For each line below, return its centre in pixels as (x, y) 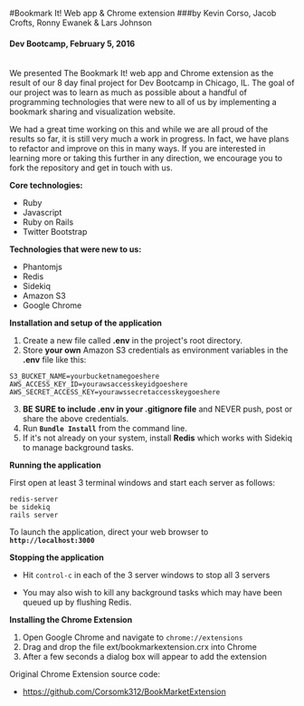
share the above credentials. (76, 419)
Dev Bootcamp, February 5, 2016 (72, 44)
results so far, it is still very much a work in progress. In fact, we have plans (149, 139)
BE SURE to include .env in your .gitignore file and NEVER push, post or (157, 409)
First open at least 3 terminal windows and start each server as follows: (142, 483)
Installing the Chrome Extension (71, 620)
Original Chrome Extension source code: (85, 674)
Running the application (55, 465)
